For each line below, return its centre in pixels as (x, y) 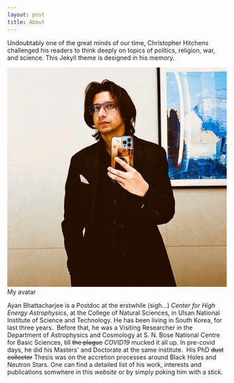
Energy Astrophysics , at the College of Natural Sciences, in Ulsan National (114, 313)
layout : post (26, 15)
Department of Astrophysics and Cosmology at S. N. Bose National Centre (114, 335)
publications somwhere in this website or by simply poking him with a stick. (115, 372)
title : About (26, 22)
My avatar (22, 292)
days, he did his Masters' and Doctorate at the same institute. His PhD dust (116, 350)
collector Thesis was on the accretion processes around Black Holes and (112, 357)
